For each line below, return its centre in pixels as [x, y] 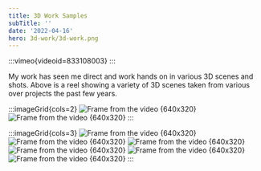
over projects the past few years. [63, 94]
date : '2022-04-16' [41, 31]
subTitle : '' [30, 23]
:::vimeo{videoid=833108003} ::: [62, 61]
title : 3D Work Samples [48, 16]
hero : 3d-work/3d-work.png [53, 38]
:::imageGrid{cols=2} [43, 109]
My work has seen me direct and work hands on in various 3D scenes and [131, 76]
